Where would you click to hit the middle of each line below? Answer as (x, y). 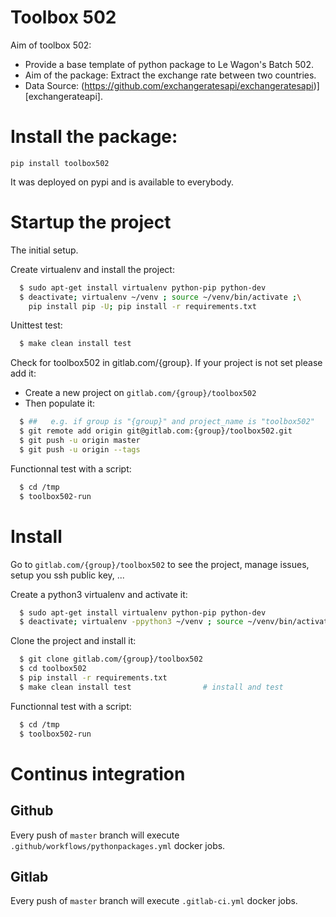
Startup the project (91, 222)
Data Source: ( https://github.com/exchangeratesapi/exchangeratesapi (169, 85)
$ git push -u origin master (80, 441)
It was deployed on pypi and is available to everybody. (122, 182)
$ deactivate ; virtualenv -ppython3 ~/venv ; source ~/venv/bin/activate (176, 622)
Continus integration (98, 773)
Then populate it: (60, 403)
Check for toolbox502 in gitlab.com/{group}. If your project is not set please (166, 363)
